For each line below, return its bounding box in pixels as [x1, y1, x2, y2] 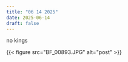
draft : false [6, 20, 39, 26]
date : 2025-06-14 [6, 15, 50, 21]
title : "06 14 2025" [6, 9, 59, 15]
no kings [6, 37, 28, 44]
